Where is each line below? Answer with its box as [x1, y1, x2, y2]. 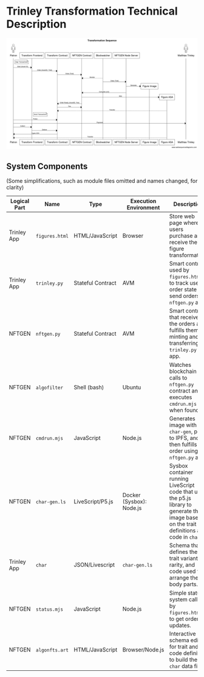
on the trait [169, 520, 197, 528]
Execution [130, 197, 157, 205]
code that [169, 488, 193, 495]
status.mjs [35, 606, 64, 613]
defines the [169, 548, 198, 556]
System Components [6, 161, 88, 171]
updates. [169, 622, 191, 629]
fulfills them [169, 327, 199, 334]
